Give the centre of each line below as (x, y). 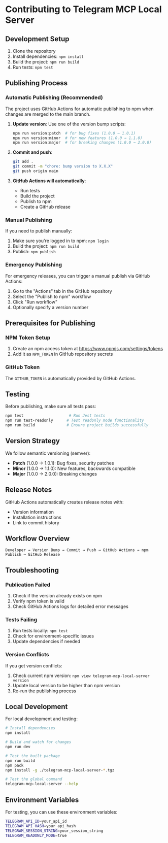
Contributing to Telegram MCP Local (83, 9)
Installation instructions (37, 517)
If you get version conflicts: (34, 665)
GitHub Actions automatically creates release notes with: (64, 502)
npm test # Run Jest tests (55, 416)
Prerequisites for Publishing (50, 323)
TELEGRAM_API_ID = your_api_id (36, 821)
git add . (23, 162)
